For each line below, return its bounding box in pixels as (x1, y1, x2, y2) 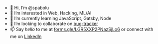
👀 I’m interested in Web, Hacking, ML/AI (9, 10, 92, 16)
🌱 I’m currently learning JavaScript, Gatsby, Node (9, 15, 112, 21)
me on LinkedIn (9, 33, 42, 39)
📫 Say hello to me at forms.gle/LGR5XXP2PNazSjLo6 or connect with (9, 26, 154, 32)
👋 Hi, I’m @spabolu (9, 5, 49, 10)
